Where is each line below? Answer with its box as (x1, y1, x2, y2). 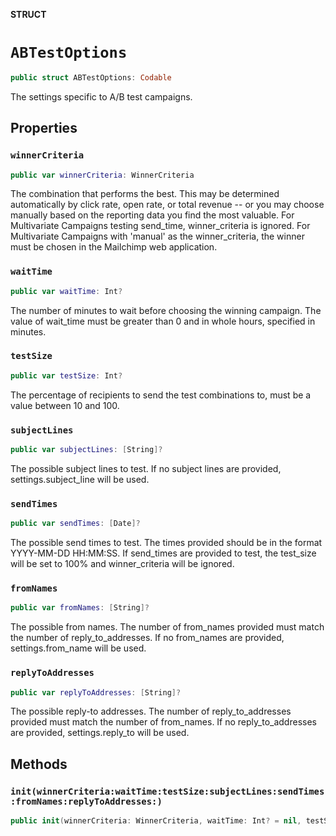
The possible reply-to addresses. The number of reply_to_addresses (10, 705, 292, 718)
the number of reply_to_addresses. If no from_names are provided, (10, 632, 285, 644)
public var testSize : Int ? (10, 370, 123, 381)
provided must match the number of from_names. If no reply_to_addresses (10, 716, 317, 728)
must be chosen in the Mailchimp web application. (10, 241, 218, 253)
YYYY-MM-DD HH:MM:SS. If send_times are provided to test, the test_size (10, 547, 317, 559)
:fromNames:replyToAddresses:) (10, 795, 163, 807)
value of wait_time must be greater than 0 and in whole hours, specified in (10, 315, 316, 327)
